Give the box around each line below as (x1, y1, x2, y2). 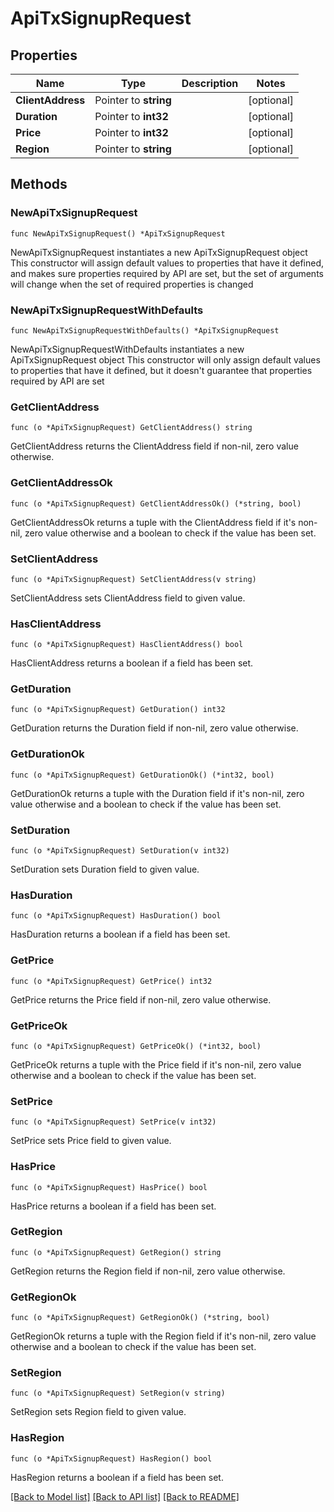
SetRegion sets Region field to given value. (10, 1406, 187, 1418)
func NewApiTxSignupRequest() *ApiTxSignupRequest (10, 228, 226, 239)
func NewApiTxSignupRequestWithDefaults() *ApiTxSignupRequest (10, 325, 280, 336)
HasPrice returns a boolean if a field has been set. (10, 1200, 217, 1212)
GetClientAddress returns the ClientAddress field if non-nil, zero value (10, 440, 299, 452)
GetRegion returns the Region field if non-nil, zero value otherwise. (10, 1265, 286, 1277)
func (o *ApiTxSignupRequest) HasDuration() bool (10, 911, 222, 921)
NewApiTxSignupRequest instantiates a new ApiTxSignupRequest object (10, 246, 308, 258)
